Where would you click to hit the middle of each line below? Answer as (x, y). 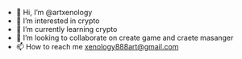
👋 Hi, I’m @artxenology (54, 12)
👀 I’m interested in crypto (58, 21)
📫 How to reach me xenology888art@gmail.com (97, 47)
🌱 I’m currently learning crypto (67, 29)
